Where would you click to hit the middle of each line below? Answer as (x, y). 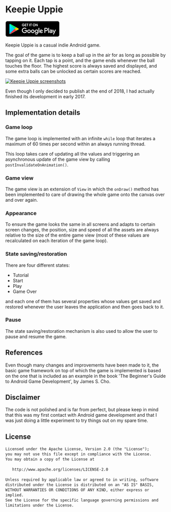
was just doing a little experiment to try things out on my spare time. (77, 420)
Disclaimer (23, 398)
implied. (15, 495)
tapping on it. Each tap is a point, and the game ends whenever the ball (80, 60)
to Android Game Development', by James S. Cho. (58, 381)
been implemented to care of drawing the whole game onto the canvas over (85, 194)
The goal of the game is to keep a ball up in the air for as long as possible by (86, 55)
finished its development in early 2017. (45, 96)
